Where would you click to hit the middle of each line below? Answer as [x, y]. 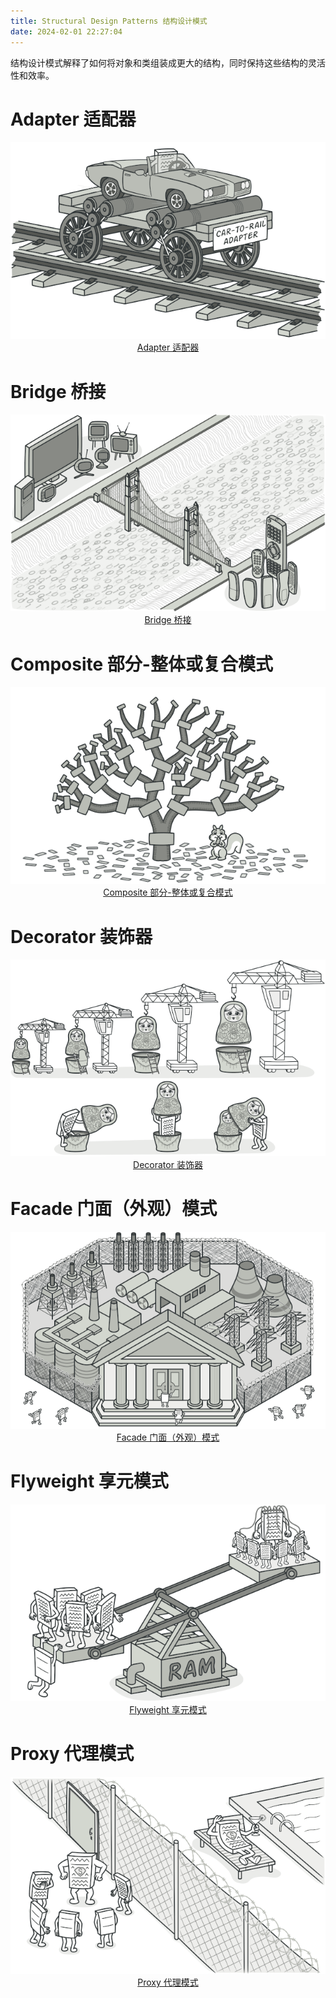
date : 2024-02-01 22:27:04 [66, 31]
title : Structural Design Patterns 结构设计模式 [109, 21]
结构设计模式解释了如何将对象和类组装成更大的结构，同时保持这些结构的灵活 [168, 62]
